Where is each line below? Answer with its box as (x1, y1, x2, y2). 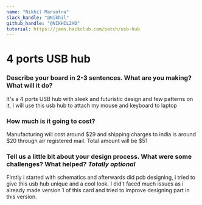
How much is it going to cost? (6, 117, 96, 125)
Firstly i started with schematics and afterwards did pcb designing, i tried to (6, 174, 196, 181)
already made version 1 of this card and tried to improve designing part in (6, 187, 190, 194)
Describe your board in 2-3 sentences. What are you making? (6, 74, 192, 82)
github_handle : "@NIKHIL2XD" (6, 20, 80, 26)
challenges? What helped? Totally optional (6, 159, 136, 168)
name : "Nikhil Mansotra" (6, 9, 69, 15)
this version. (6, 193, 38, 201)
